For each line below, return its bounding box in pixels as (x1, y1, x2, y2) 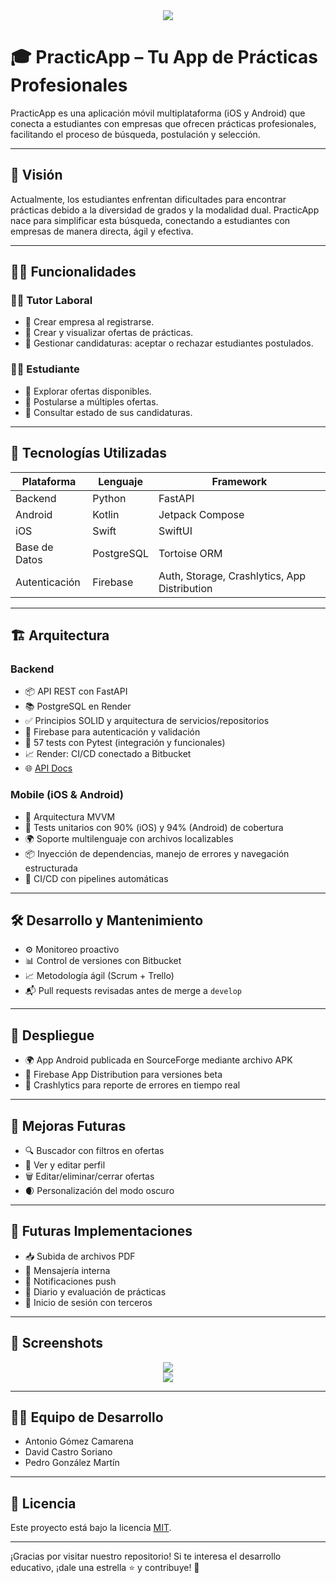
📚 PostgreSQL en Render (24, 700, 132, 713)
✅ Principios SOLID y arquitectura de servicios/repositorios (24, 715, 270, 727)
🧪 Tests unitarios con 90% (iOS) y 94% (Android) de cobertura (24, 821, 284, 833)
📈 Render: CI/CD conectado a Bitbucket (24, 748, 192, 760)
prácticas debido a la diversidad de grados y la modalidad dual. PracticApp (10, 204, 320, 216)
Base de (15, 540, 54, 554)
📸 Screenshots (10, 1335, 104, 1352)
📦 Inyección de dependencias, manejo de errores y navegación (24, 847, 290, 859)
